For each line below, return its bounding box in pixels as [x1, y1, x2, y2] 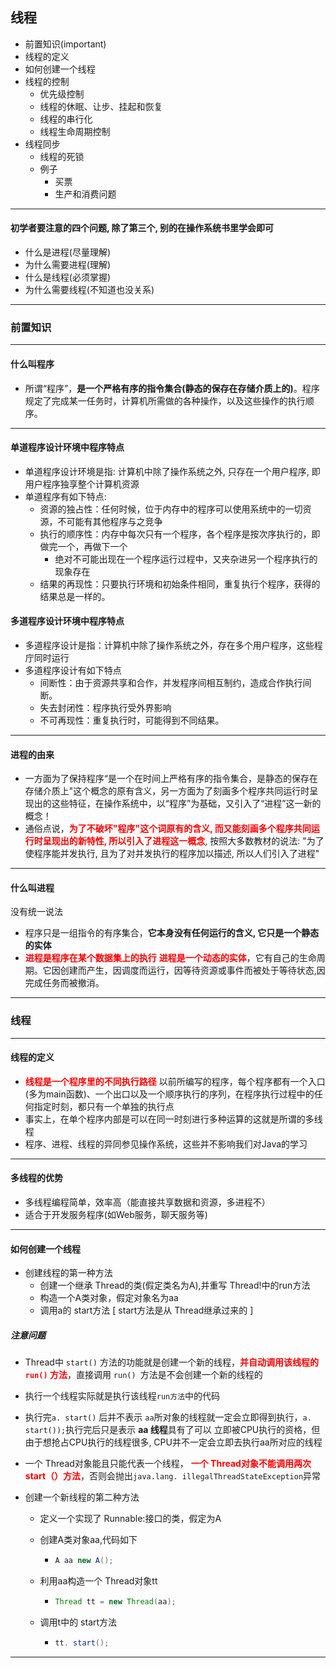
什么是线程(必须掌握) [24, 271, 112, 283]
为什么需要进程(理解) [24, 259, 112, 271]
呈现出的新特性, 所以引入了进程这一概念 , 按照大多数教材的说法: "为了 [42, 835, 325, 847]
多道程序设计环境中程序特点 [10, 615, 125, 627]
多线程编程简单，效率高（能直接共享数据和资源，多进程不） [24, 1196, 271, 1208]
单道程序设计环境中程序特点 [10, 441, 125, 453]
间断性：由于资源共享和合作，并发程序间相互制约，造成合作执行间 [39, 676, 312, 688]
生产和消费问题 [54, 188, 117, 200]
